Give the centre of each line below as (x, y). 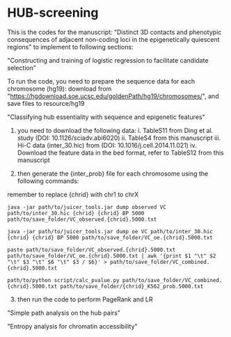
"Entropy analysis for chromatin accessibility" (72, 326)
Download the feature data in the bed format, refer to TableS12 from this (120, 152)
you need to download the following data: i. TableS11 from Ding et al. (115, 130)
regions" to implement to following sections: (70, 47)
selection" (22, 68)
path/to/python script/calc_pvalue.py (63, 280)
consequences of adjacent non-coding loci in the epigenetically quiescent (114, 39)
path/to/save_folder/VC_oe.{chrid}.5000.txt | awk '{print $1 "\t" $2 (112, 256)
